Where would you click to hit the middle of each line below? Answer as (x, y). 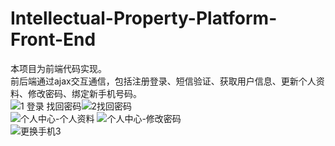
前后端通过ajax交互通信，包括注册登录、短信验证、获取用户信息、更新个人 (163, 81)
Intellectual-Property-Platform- (144, 18)
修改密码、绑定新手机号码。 (84, 93)
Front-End (53, 39)
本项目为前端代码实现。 (58, 68)
